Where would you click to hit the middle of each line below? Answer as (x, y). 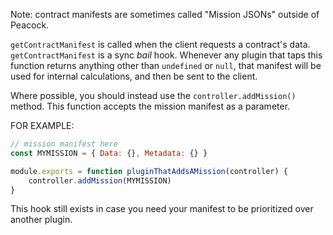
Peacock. (30, 25)
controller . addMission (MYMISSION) (100, 180)
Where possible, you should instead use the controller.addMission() (153, 95)
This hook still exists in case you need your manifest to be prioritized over (162, 209)
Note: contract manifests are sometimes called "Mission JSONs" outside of (165, 14)
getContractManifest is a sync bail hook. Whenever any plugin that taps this (166, 55)
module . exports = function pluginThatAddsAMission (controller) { (149, 171)
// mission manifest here (64, 144)
